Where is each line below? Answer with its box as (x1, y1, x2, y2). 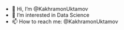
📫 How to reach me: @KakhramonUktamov (11, 18, 119, 25)
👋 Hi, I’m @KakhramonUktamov (11, 6, 89, 12)
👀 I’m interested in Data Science (11, 12, 90, 18)
